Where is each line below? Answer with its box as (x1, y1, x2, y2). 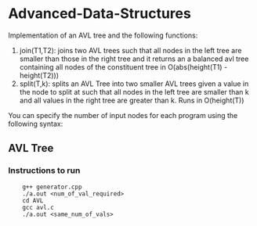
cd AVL (22, 196, 44, 204)
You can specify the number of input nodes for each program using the (8, 110, 238, 120)
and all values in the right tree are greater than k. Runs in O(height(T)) (19, 95, 244, 105)
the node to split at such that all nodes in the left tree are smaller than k (19, 87, 249, 96)
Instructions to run (8, 165, 81, 176)
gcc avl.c (22, 203, 55, 211)
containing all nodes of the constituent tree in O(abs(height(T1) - (19, 62, 228, 71)
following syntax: (8, 119, 63, 128)
